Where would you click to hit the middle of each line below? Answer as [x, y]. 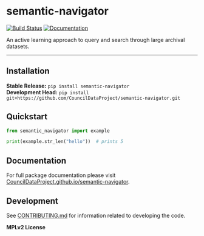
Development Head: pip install [48, 92]
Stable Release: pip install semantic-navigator [68, 86]
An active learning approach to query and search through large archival [96, 40]
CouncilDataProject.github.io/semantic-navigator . [68, 182]
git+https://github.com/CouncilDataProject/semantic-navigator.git [93, 98]
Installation [28, 71]
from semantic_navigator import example [58, 131]
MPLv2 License [26, 227]
